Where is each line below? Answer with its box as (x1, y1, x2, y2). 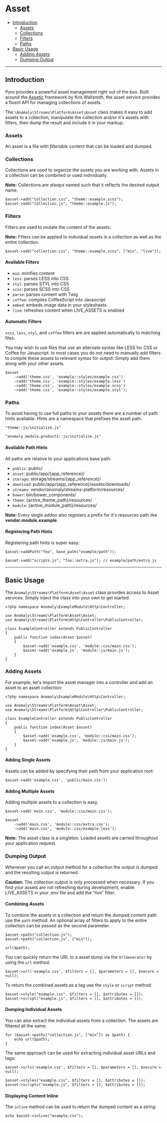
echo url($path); (14, 1036, 50, 1042)
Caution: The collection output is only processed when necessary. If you (5, 879, 155, 885)
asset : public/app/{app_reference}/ (12, 470, 85, 476)
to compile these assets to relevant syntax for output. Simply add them (5, 355, 150, 361)
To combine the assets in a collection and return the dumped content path (5, 912, 157, 918)
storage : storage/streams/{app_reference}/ (12, 476, 101, 482)
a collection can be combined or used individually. (5, 172, 108, 178)
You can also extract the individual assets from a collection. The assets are (5, 1017, 159, 1023)
